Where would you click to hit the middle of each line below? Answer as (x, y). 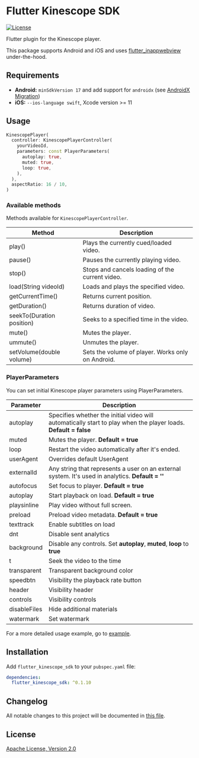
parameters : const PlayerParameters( (63, 152)
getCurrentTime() (33, 297)
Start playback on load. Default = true (101, 495)
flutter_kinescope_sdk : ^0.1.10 (52, 683)
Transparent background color (91, 570)
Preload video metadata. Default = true (103, 514)
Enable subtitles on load (82, 524)
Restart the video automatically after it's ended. (114, 449)
